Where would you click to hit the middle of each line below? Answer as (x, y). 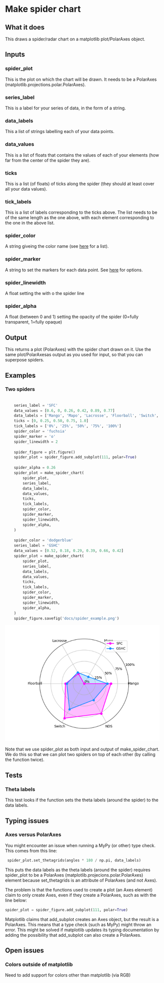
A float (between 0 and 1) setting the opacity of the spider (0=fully (72, 317)
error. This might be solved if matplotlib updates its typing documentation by (82, 930)
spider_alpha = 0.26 (35, 468)
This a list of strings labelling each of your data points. (60, 131)
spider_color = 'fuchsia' (40, 431)
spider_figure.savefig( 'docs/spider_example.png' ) (67, 618)
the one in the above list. (30, 223)
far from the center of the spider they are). (48, 160)
